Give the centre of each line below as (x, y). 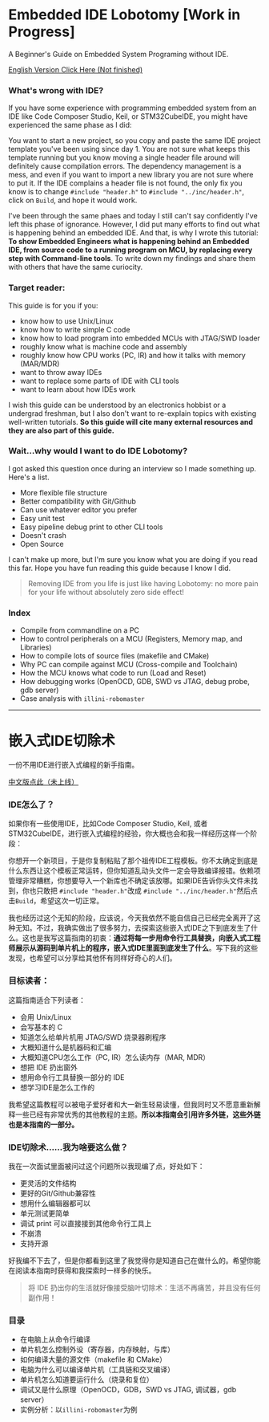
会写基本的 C (41, 1027)
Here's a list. (29, 477)
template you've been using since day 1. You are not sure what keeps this (129, 149)
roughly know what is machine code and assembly (103, 346)
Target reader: (37, 288)
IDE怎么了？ (31, 805)
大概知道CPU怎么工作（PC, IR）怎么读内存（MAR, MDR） (115, 1057)
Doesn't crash (43, 535)
